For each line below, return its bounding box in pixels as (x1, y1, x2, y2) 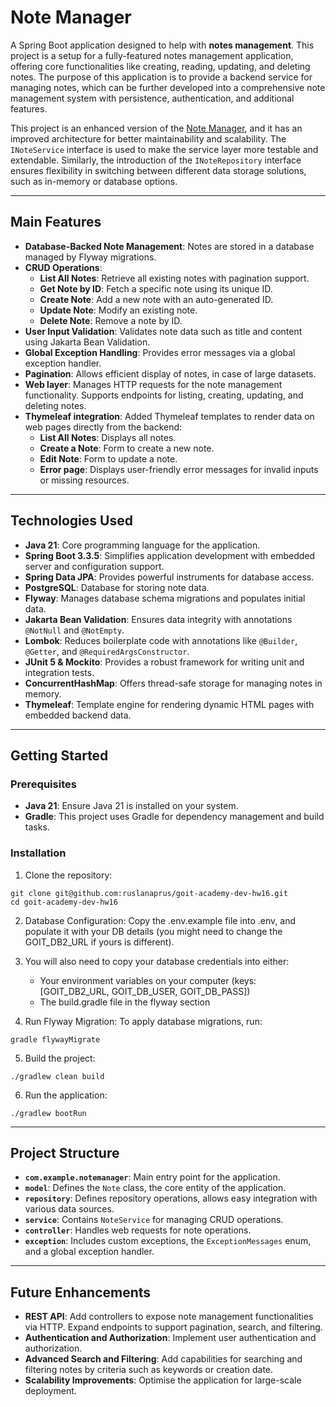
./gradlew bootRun (10, 1108, 87, 1118)
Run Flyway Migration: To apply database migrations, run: (24, 1015, 263, 1027)
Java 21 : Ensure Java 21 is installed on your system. (24, 800, 239, 812)
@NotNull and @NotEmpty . (24, 624, 125, 636)
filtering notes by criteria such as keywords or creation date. (24, 1364, 274, 1376)
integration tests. (24, 666, 95, 678)
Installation (10, 846, 67, 860)
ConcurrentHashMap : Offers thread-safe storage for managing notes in (24, 677, 323, 689)
